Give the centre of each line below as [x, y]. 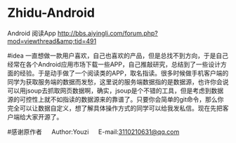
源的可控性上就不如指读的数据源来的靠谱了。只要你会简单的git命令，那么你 [116, 99]
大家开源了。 [44, 116]
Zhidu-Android [51, 13]
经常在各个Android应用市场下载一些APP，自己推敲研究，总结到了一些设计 [114, 64]
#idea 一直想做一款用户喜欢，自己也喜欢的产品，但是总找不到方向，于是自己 [118, 55]
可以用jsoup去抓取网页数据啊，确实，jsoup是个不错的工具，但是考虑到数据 [116, 90]
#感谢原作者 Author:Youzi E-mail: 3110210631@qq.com [93, 132]
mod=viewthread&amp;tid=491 [52, 41]
